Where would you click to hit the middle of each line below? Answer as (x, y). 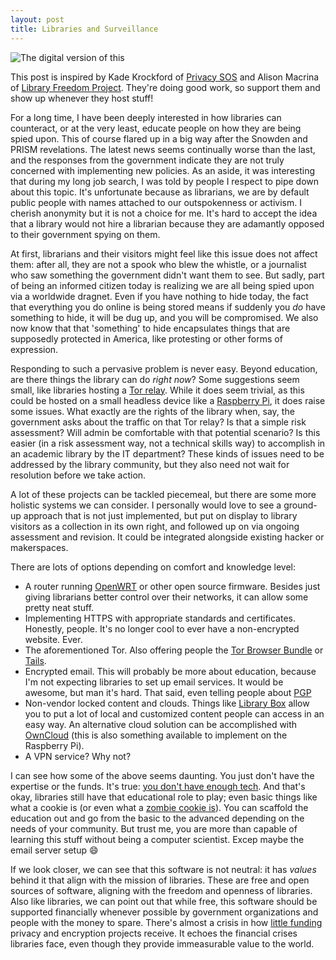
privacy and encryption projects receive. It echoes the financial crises (154, 933)
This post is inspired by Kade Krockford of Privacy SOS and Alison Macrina (165, 77)
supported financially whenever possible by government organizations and (164, 912)
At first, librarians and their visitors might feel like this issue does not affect (164, 253)
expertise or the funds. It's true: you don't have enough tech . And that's (158, 786)
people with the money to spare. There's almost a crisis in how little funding (166, 922)
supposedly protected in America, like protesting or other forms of (146, 338)
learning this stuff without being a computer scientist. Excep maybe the (157, 839)
